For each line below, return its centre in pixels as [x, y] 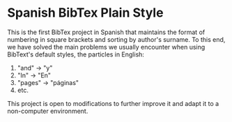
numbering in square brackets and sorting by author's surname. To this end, [116, 39]
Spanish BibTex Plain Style [85, 13]
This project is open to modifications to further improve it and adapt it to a [113, 103]
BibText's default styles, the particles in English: [76, 54]
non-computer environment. [48, 111]
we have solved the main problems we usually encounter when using [106, 47]
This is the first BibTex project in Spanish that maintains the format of [106, 32]
